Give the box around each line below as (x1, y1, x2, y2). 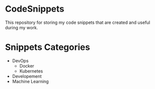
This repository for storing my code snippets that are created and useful (5, 19, 151, 25)
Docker (19, 63, 34, 69)
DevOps (12, 57, 29, 64)
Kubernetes (19, 68, 43, 74)
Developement (12, 73, 42, 79)
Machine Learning (12, 78, 49, 84)
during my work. (5, 24, 38, 30)
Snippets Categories (5, 42, 90, 53)
